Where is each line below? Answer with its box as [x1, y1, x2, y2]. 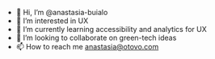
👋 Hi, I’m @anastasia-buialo [15, 8, 108, 17]
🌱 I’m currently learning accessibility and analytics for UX [15, 25, 208, 33]
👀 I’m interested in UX [15, 16, 89, 26]
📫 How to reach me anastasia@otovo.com [15, 42, 159, 51]
